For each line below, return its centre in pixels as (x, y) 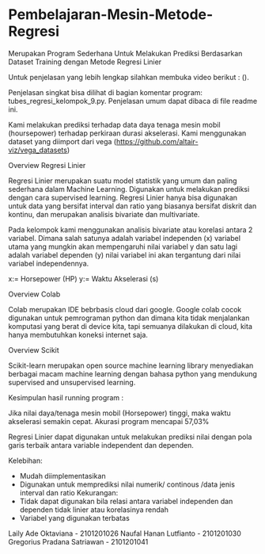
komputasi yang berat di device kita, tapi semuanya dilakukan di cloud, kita (131, 326)
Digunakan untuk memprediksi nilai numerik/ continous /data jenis (127, 484)
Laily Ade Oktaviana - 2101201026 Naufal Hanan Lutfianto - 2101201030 (125, 533)
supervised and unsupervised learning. (72, 382)
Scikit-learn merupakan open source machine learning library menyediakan (131, 365)
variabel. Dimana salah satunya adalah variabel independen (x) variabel (125, 238)
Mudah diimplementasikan (62, 476)
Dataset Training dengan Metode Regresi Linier (85, 62)
